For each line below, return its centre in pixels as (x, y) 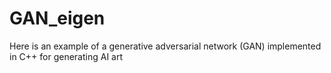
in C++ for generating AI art (66, 56)
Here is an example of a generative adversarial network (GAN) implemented (165, 46)
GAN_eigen (57, 18)
